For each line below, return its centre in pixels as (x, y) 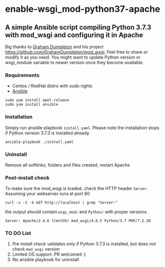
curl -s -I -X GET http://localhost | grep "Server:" (62, 203)
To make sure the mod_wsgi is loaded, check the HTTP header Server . (77, 189)
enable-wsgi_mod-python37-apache (83, 9)
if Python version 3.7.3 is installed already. (48, 133)
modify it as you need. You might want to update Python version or (73, 57)
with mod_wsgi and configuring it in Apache (74, 35)
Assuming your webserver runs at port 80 (48, 194)
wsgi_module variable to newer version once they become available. (74, 62)
